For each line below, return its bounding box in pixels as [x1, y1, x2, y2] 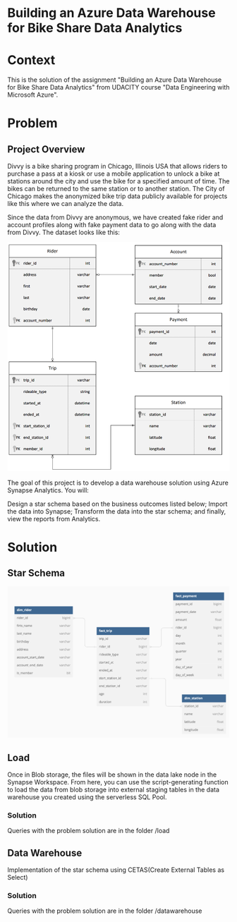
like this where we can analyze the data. [7, 200, 124, 208]
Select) [7, 873, 28, 882]
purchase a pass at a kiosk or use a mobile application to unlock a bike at [7, 169, 220, 178]
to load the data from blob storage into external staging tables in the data [7, 785, 220, 794]
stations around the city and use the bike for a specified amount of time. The [7, 177, 230, 186]
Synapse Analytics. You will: [7, 485, 90, 495]
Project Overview [7, 143, 85, 155]
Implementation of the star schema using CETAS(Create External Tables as [7, 866, 224, 874]
